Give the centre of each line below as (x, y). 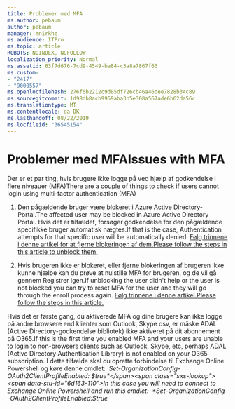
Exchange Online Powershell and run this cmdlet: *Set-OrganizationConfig (116, 391)
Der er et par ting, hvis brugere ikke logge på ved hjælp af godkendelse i (112, 179)
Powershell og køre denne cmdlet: (57, 368)
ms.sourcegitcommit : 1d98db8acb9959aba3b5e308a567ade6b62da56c (101, 99)
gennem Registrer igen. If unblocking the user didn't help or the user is (119, 281)
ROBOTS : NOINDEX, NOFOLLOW (47, 53)
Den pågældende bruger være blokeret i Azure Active (95, 207)
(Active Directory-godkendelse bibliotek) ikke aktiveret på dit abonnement (114, 331)
